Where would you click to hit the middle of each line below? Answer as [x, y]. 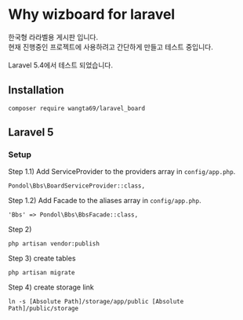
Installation [36, 91]
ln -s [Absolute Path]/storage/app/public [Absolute [96, 302]
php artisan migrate [42, 273]
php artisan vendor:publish [54, 244]
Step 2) [20, 230]
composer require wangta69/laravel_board [77, 108]
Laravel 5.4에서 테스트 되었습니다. [61, 65]
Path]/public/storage [44, 309]
